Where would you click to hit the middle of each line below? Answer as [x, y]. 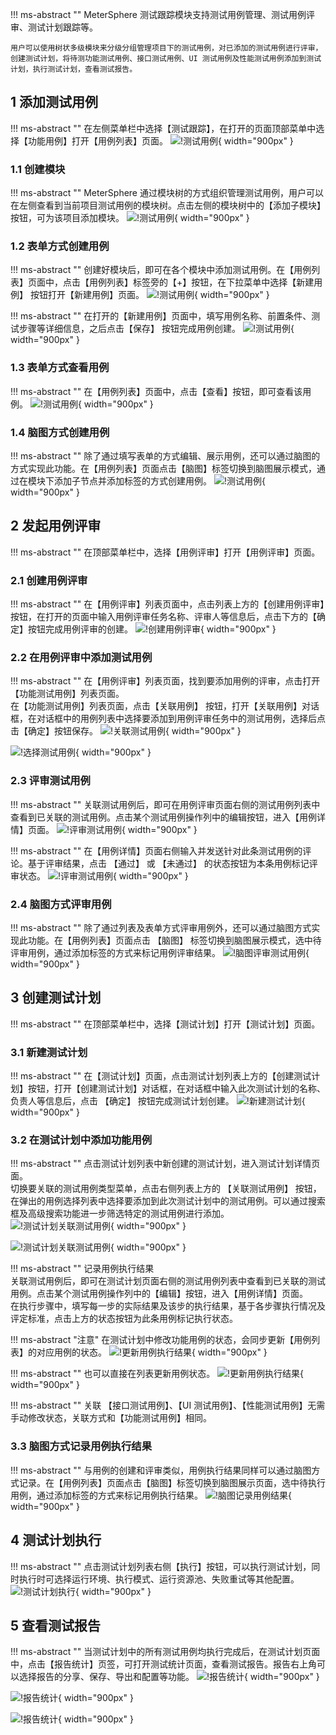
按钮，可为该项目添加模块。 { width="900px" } [130, 218]
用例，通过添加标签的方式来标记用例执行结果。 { [151, 1495]
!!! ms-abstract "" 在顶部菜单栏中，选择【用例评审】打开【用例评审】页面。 [165, 552]
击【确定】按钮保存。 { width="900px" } [126, 731]
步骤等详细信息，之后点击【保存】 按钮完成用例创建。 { [156, 329]
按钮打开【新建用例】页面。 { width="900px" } [149, 295]
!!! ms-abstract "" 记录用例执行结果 [82, 1269]
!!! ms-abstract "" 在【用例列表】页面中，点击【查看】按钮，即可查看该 [156, 391]
